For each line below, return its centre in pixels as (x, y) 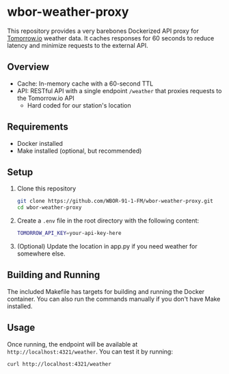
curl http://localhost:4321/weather (59, 364)
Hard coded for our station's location (79, 105)
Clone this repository (46, 188)
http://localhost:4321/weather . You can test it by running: (90, 351)
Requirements (38, 127)
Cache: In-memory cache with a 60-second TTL (85, 84)
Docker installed (40, 143)
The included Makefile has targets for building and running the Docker (106, 291)
